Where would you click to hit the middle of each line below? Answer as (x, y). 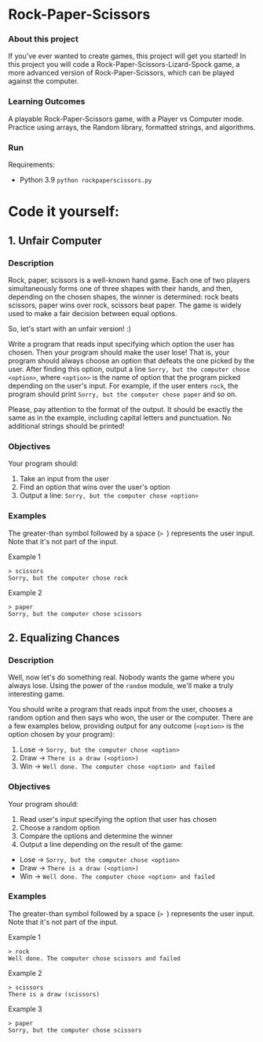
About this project (43, 39)
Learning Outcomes (47, 101)
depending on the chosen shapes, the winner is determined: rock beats (124, 296)
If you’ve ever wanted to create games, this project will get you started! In (127, 56)
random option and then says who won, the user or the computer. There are (131, 718)
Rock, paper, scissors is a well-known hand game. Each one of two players (129, 280)
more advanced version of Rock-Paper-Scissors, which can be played (121, 73)
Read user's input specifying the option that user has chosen (118, 819)
